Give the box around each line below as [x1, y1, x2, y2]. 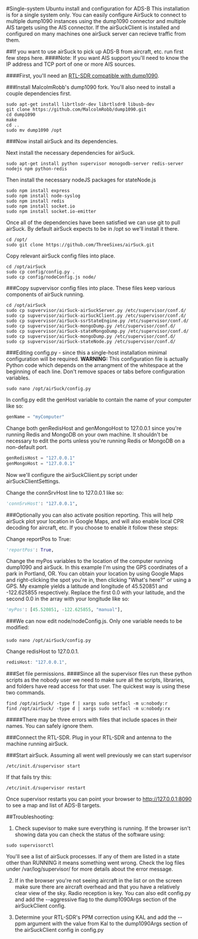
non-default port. [6, 443, 48, 450]
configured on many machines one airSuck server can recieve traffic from [6, 30, 186, 37]
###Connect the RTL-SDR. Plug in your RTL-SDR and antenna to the [6, 734, 172, 741]
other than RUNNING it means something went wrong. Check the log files [6, 859, 185, 866]
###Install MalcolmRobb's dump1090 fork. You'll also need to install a [6, 84, 176, 91]
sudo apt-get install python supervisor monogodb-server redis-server [6, 161, 184, 167]
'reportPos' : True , [6, 547, 54, 553]
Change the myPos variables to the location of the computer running [6, 558, 173, 565]
